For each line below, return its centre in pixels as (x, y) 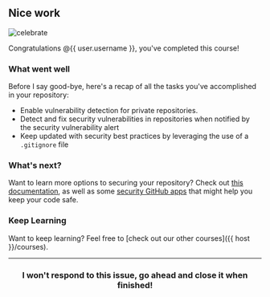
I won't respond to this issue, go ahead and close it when (135, 275)
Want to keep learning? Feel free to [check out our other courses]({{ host (129, 238)
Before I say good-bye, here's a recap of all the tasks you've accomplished (133, 87)
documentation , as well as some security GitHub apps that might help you (131, 191)
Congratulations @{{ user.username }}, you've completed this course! (124, 48)
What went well (39, 69)
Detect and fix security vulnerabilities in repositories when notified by (135, 119)
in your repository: (39, 95)
